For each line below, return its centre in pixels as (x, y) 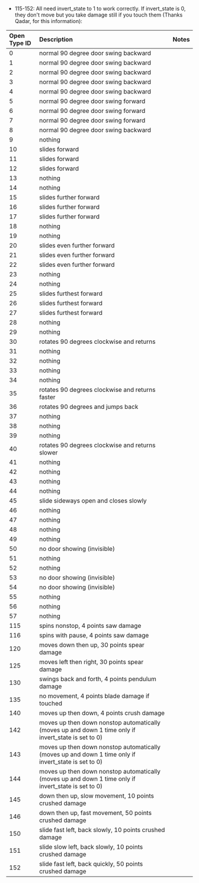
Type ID (20, 43)
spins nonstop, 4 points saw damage (90, 626)
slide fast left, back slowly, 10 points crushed (102, 830)
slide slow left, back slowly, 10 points (91, 847)
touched (51, 703)
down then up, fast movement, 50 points (96, 813)
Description (56, 39)
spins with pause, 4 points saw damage (94, 635)
